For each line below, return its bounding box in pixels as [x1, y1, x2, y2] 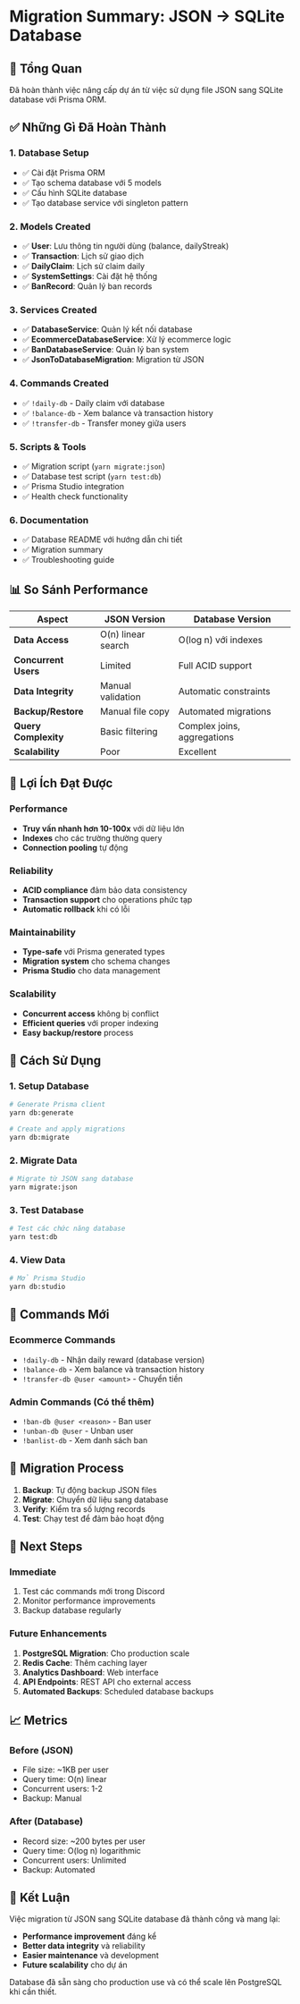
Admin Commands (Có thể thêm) [9, 1396, 154, 1408]
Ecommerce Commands [9, 1334, 116, 1346]
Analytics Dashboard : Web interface [21, 1667, 159, 1677]
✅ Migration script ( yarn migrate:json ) [21, 461, 166, 471]
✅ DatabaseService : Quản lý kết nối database [21, 324, 194, 335]
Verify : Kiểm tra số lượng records [21, 1503, 146, 1514]
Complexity [13, 731, 64, 743]
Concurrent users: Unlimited [21, 1855, 127, 1865]
